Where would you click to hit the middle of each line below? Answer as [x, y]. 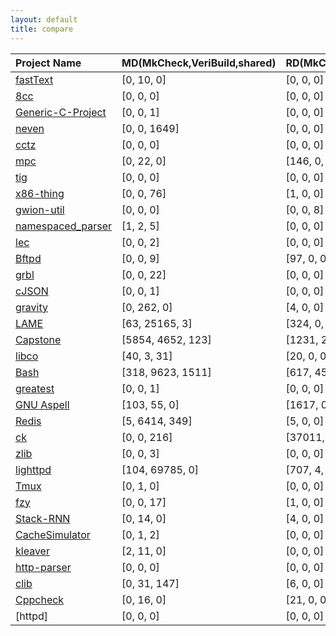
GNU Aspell [42, 404]
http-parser [43, 567]
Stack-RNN [43, 518]
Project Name [48, 63]
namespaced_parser [64, 226]
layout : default [44, 19]
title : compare [42, 29]
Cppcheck [40, 599]
